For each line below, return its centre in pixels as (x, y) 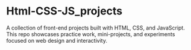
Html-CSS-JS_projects (64, 11)
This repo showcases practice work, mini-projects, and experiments (91, 34)
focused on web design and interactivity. (57, 40)
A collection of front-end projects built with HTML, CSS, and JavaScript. (95, 28)
